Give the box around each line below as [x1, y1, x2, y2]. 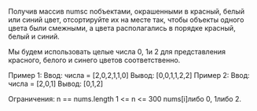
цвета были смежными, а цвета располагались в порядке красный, [8, 24, 236, 32]
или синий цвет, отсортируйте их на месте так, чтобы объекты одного [8, 15, 244, 24]
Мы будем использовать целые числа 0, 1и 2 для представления [8, 47, 226, 56]
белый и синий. [8, 31, 61, 41]
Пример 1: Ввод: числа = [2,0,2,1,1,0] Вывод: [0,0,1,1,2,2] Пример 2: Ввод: [8, 71, 250, 80]
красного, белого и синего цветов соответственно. [8, 55, 181, 65]
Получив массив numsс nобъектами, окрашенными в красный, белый [8, 7, 245, 16]
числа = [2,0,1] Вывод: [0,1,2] [8, 79, 104, 88]
